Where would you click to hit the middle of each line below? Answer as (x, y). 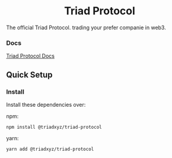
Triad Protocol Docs (31, 56)
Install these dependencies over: (46, 104)
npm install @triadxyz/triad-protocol (54, 127)
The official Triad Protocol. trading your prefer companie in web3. (86, 27)
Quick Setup (29, 75)
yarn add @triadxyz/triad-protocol (50, 149)
